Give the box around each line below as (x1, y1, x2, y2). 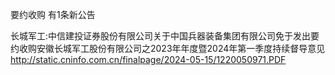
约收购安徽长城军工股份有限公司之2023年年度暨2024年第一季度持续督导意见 (10, 43, 326, 54)
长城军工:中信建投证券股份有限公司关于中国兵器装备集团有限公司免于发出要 (10, 30, 320, 42)
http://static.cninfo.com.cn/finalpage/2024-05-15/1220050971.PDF (10, 54, 287, 65)
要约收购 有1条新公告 (10, 9, 96, 20)
